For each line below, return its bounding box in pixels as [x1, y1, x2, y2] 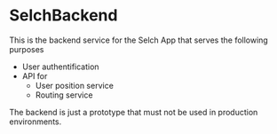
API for [21, 70, 48, 81]
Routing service [35, 90, 93, 100]
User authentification [21, 61, 99, 72]
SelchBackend [9, 5, 118, 26]
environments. [9, 116, 62, 127]
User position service [35, 80, 114, 91]
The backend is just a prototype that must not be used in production [9, 106, 258, 117]
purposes [9, 43, 44, 54]
